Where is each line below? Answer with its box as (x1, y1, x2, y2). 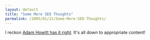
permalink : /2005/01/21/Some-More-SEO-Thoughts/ (5, 16, 106, 21)
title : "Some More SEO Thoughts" (5, 12, 74, 17)
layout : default (5, 7, 38, 12)
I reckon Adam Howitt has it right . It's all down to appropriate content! (5, 30, 146, 36)
